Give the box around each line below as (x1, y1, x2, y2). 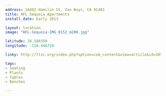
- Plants (5, 70, 23, 75)
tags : (5, 61, 16, 66)
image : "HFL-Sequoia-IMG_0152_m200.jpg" (5, 30, 90, 35)
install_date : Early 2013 (5, 16, 58, 21)
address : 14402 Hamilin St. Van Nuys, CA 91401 (5, 7, 105, 12)
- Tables (5, 75, 23, 80)
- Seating (5, 65, 26, 70)
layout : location (5, 25, 41, 30)
